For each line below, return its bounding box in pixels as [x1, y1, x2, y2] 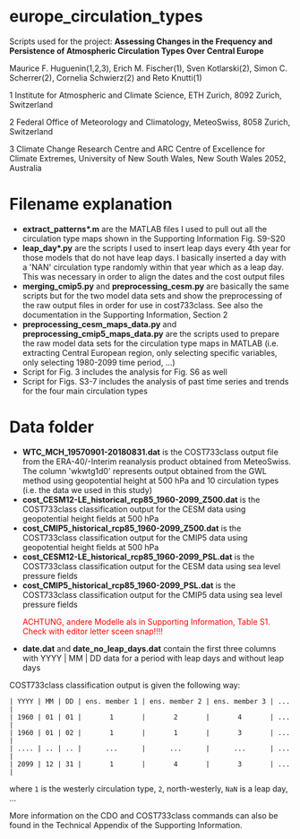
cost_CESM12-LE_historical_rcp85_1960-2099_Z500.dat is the [21, 494, 261, 505]
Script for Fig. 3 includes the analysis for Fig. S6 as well [21, 366, 228, 377]
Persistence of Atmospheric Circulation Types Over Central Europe [9, 45, 264, 56]
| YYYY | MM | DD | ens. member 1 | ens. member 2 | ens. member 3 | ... [9, 696, 291, 705]
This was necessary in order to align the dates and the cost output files [21, 271, 285, 281]
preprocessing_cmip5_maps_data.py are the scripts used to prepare [21, 328, 280, 339]
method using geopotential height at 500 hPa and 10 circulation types [21, 475, 279, 486]
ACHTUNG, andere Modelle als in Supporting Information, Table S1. [21, 616, 270, 627]
